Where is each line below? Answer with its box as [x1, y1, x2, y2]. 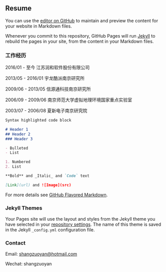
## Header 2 [5, 132, 30, 137]
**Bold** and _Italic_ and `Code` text [5, 173, 90, 178]
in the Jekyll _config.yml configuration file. [5, 227, 95, 233]
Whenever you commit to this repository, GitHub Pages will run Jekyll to [5, 33, 156, 39]
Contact [5, 239, 26, 247]
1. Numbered [5, 160, 30, 165]
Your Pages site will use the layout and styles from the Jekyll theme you [5, 216, 156, 222]
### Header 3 [5, 136, 33, 141]
